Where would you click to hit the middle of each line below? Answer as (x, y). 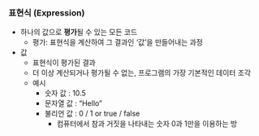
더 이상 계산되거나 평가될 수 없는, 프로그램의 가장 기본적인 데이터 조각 (142, 73)
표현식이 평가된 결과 (64, 63)
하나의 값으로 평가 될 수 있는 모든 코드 (79, 32)
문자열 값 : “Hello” (73, 103)
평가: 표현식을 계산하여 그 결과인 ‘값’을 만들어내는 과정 (117, 42)
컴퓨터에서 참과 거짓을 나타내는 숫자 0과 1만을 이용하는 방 (147, 124)
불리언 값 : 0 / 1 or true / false (92, 114)
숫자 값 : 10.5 (65, 93)
